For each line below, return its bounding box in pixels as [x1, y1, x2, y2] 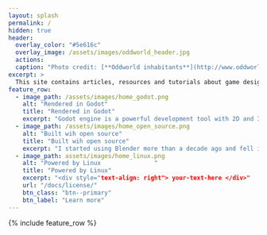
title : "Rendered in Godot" [22, 108, 115, 116]
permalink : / [8, 19, 52, 27]
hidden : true [8, 26, 52, 34]
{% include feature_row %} [8, 218, 97, 227]
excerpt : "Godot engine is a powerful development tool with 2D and [22, 115, 254, 123]
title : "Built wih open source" [22, 137, 130, 145]
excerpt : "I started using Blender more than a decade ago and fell [22, 144, 254, 152]
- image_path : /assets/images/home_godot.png [15, 93, 169, 101]
